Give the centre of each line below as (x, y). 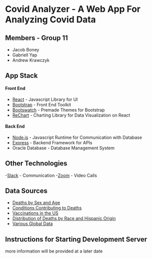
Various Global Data (33, 224)
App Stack (21, 76)
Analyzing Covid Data (51, 20)
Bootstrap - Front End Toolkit (42, 104)
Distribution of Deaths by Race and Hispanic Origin (64, 218)
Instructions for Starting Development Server (76, 239)
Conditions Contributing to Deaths (47, 208)
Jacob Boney (26, 50)
